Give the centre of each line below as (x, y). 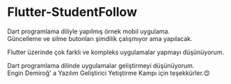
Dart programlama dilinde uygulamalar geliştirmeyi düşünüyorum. (101, 65)
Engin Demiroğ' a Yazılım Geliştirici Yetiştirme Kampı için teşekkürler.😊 (109, 73)
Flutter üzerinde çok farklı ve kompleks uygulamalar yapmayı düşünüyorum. (116, 52)
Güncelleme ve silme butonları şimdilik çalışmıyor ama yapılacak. (100, 38)
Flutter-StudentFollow (72, 12)
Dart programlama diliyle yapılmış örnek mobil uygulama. (89, 31)
